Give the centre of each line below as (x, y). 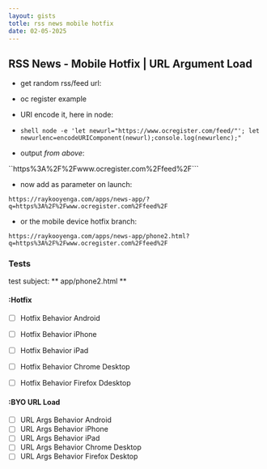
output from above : (52, 153)
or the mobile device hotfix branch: (78, 222)
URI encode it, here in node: (66, 115)
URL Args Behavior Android (66, 420)
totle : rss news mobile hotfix (61, 23)
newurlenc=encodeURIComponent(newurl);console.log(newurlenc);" (131, 139)
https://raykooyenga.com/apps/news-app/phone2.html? (99, 237)
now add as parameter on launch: (76, 185)
